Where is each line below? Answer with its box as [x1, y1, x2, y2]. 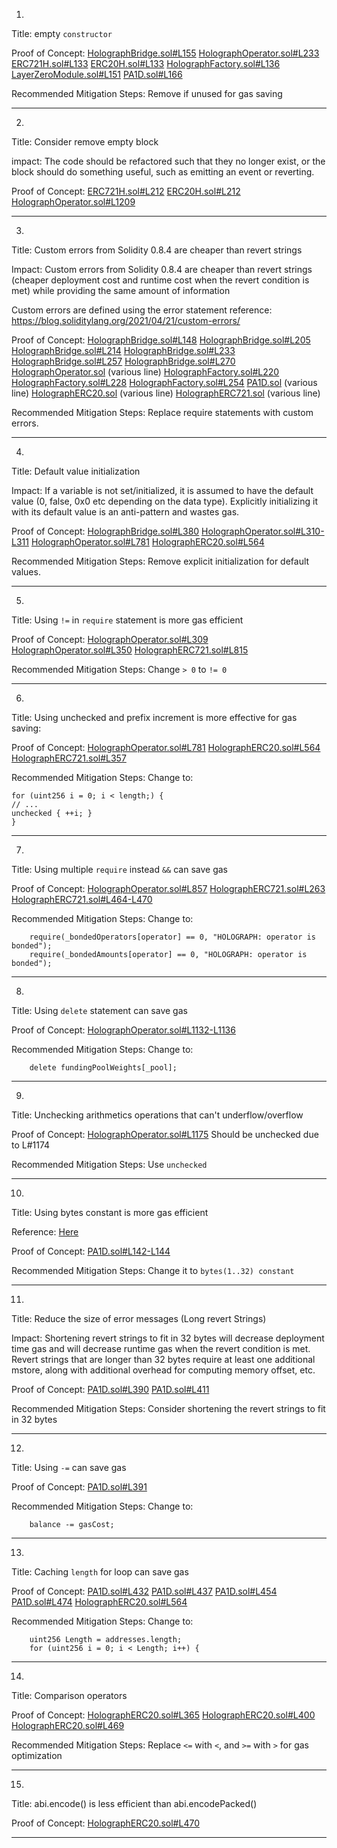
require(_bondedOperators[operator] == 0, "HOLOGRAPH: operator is [29, 932, 316, 942]
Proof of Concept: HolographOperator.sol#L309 [11, 634, 209, 645]
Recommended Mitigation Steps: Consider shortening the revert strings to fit [11, 1403, 326, 1414]
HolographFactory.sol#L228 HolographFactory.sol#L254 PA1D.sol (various [11, 377, 318, 388]
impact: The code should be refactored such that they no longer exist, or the [11, 155, 326, 167]
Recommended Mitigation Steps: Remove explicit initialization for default [11, 555, 310, 567]
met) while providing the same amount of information [11, 285, 231, 296]
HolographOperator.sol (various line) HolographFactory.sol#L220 [11, 366, 280, 378]
